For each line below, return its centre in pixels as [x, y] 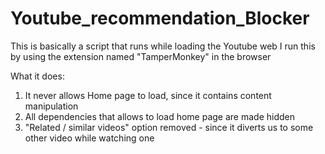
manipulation [51, 106]
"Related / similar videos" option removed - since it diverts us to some [169, 127]
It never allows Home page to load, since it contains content [148, 95]
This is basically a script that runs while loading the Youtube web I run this [163, 46]
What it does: [37, 76]
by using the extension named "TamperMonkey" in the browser [141, 56]
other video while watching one [89, 138]
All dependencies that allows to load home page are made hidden [160, 116]
